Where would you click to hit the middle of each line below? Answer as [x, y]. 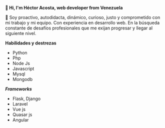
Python [20, 53]
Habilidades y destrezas [31, 43]
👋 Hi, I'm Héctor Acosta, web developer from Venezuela [64, 8]
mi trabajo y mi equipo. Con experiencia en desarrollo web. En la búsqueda [82, 23]
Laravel [20, 104]
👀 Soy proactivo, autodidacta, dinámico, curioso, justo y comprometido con [83, 17]
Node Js [21, 63]
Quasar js [22, 114]
